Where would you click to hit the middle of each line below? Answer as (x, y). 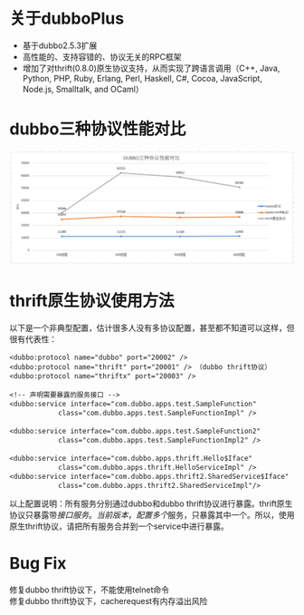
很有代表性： (33, 339)
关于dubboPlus (67, 19)
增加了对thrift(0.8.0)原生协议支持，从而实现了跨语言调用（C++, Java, (151, 68)
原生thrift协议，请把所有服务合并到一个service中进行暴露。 (119, 526)
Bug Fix (38, 564)
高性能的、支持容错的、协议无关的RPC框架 (102, 56)
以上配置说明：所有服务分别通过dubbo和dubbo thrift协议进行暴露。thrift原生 (151, 503)
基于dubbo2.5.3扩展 (60, 45)
